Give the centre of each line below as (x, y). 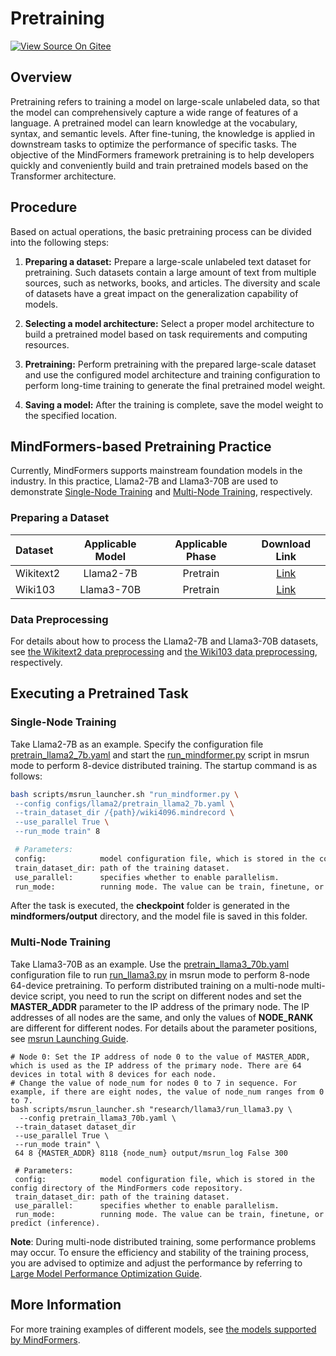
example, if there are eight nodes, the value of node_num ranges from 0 (167, 1092)
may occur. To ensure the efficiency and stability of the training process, (159, 1252)
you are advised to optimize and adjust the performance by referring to (156, 1263)
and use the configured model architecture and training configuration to (172, 374)
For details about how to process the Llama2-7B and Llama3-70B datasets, (164, 641)
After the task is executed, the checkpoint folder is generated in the (150, 906)
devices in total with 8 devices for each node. (113, 1074)
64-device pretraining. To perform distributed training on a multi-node (155, 985)
